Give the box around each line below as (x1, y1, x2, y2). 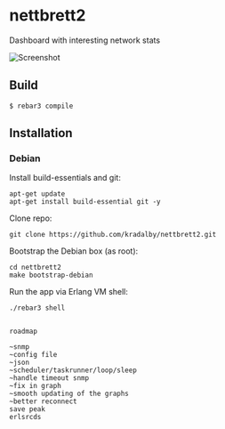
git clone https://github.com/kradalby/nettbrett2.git (9, 231, 217, 239)
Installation (9, 125, 73, 141)
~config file (9, 351, 58, 360)
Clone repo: (9, 213, 52, 223)
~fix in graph (9, 382, 62, 391)
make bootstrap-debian (9, 271, 93, 280)
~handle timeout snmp (9, 374, 90, 383)
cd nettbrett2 (9, 263, 62, 272)
